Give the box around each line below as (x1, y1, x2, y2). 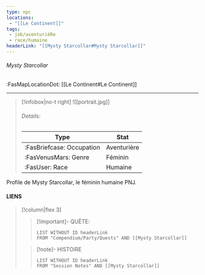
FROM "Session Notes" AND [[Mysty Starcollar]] (36, 263, 160, 269)
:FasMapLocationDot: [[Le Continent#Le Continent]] (6, 80, 137, 88)
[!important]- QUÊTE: (36, 218, 90, 226)
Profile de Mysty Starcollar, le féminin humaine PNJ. (6, 179, 137, 186)
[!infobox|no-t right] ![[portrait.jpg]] (21, 98, 110, 105)
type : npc (6, 9, 32, 15)
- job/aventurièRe (9, 32, 56, 38)
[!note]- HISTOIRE (36, 246, 82, 253)
